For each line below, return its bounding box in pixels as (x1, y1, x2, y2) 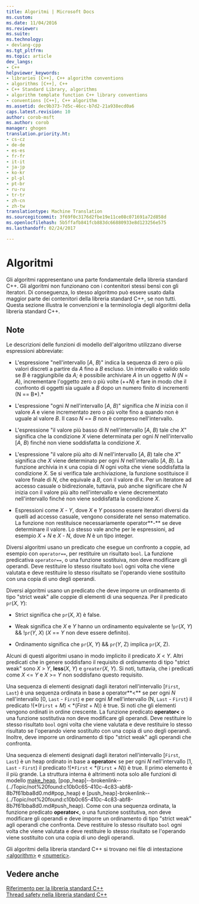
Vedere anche (6, 869, 60, 879)
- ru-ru (6, 186, 26, 192)
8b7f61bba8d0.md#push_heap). (6, 802, 85, 809)
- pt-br (6, 181, 26, 187)
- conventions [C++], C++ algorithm (6, 97, 97, 103)
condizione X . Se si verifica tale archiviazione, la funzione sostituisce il (14, 469, 189, 476)
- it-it (6, 159, 26, 165)
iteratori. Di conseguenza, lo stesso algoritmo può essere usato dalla (6, 288, 175, 296)
